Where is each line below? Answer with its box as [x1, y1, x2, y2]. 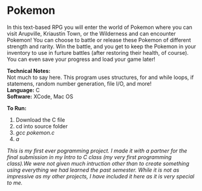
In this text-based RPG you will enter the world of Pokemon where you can [7, 23, 193, 31]
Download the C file [15, 116, 65, 124]
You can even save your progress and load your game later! [7, 55, 156, 63]
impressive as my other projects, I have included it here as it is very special [7, 172, 195, 180]
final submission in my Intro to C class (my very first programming [7, 153, 172, 160]
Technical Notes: [7, 67, 51, 74]
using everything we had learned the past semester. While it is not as [7, 166, 180, 174]
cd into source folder [15, 122, 68, 130]
